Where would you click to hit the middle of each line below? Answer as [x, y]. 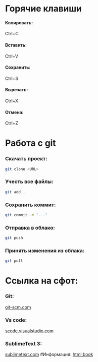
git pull [14, 261]
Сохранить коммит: [30, 205]
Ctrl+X [12, 101]
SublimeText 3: [24, 344]
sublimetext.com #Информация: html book [49, 355]
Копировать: [19, 22]
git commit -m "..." [26, 215]
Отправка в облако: [30, 228]
